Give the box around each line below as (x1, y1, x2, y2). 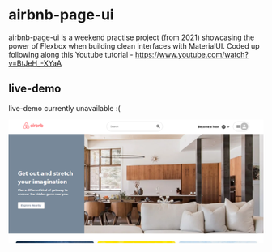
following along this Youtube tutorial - (8, 49, 134, 59)
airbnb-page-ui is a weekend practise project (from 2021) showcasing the (8, 32, 255, 42)
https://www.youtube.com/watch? (134, 49, 249, 59)
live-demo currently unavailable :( (8, 103, 121, 113)
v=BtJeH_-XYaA (8, 58, 62, 68)
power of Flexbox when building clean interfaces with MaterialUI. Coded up (8, 41, 261, 50)
